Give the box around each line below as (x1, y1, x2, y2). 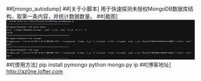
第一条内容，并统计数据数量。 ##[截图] (22, 13, 118, 20)
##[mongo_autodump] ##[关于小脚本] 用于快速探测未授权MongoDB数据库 (6, 5, 188, 12)
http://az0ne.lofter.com (6, 68, 63, 75)
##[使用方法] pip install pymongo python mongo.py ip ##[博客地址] (6, 61, 172, 68)
